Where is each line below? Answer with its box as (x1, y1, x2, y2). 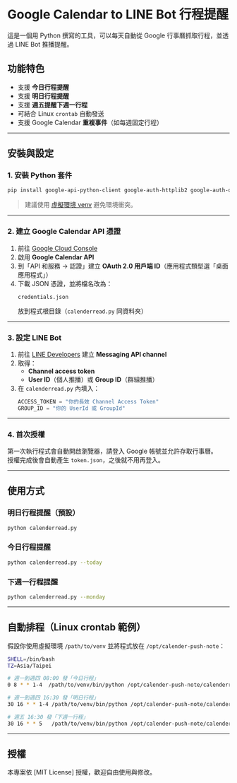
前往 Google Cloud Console (17, 244, 98, 252)
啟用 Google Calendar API (17, 252, 95, 261)
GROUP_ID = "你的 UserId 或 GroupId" (17, 404, 126, 412)
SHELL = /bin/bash (7, 655, 55, 663)
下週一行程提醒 (7, 577, 59, 587)
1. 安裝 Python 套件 (7, 170, 73, 180)
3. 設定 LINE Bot (7, 333, 62, 343)
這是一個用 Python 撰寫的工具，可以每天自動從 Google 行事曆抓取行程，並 (7, 31, 223, 40)
